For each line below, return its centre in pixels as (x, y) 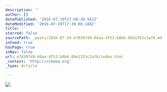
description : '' (22, 10)
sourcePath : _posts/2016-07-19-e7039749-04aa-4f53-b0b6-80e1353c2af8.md (84, 38)
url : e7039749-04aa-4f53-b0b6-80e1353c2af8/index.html (64, 57)
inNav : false (19, 52)
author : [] (17, 15)
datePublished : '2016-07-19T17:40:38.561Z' (52, 19)
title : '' (16, 29)
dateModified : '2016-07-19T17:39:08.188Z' (51, 24)
